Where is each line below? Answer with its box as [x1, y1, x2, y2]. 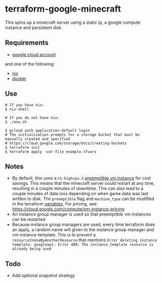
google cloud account [12, 51, 56, 57]
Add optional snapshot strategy [12, 273, 75, 279]
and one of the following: [5, 61, 55, 67]
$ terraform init [5, 145, 40, 150]
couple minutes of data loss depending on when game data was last [12, 191, 149, 197]
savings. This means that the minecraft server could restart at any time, [12, 181, 155, 186]
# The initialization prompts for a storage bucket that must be [5, 132, 140, 137]
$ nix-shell [5, 107, 29, 112]
